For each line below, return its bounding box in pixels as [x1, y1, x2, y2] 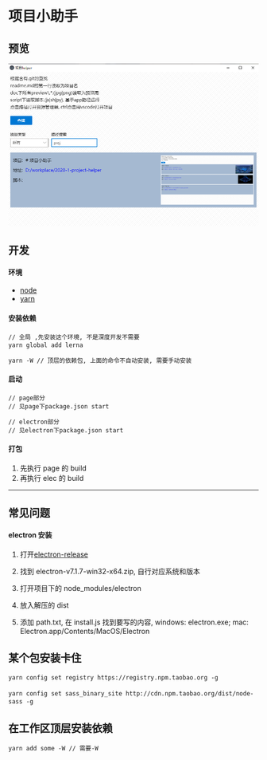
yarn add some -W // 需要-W [8, 745, 99, 753]
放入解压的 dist [19, 600, 69, 610]
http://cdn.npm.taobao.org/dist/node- [126, 690, 254, 698]
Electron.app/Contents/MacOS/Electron [19, 626, 150, 636]
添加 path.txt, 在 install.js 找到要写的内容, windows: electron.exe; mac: [19, 617, 249, 627]
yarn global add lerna [8, 341, 83, 349]
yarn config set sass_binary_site [8, 690, 123, 698]
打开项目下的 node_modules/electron [19, 583, 141, 593]
